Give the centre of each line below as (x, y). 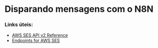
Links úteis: (19, 25)
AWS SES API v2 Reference (40, 35)
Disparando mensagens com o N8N (79, 9)
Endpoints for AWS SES (36, 41)
